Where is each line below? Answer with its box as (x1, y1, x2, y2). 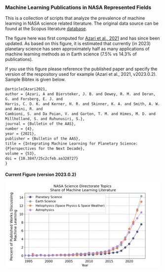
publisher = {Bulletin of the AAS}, (5, 136, 81, 141)
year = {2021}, (5, 131, 37, 136)
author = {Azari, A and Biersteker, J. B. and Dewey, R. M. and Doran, (5, 92, 156, 97)
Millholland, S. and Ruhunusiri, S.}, (5, 116, 85, 121)
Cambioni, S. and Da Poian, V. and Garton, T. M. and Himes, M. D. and (5, 111, 156, 116)
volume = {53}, (5, 151, 37, 156)
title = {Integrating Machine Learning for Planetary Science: (5, 141, 138, 146)
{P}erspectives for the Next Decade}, (5, 146, 85, 151)
